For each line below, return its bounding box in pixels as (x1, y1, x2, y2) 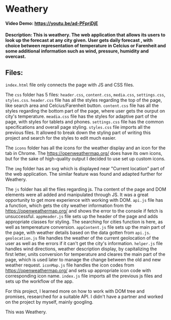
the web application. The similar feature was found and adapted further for (5, 171, 162, 177)
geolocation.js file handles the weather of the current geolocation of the (5, 235, 159, 241)
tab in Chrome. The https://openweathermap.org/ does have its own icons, (5, 150, 162, 156)
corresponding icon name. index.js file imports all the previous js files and (5, 273, 162, 279)
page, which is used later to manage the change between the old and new (5, 257, 161, 263)
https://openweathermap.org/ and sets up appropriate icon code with (5, 268, 152, 274)
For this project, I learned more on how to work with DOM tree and (5, 288, 144, 295)
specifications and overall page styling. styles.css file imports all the (5, 124, 151, 130)
